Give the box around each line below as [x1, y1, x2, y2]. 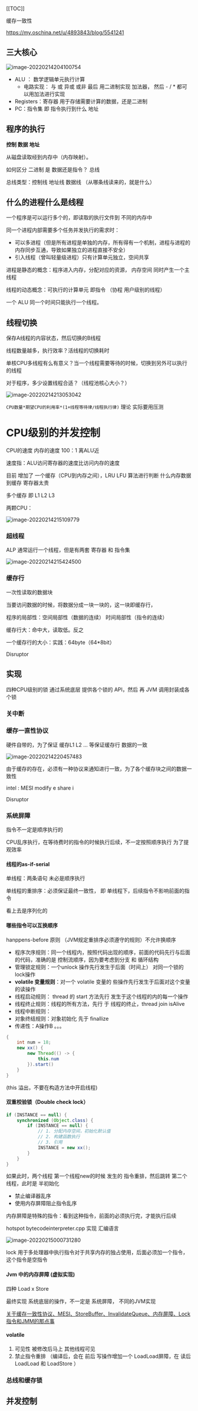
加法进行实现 [34, 90, 65, 97]
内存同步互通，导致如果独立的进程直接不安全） [14, 246, 128, 254]
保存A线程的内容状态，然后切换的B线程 [6, 334, 101, 341]
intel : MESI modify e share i [6, 784, 74, 791]
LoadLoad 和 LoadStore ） [14, 1360, 80, 1367]
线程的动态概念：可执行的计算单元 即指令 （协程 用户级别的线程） [6, 286, 166, 294]
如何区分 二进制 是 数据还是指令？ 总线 [6, 166, 100, 173]
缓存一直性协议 [6, 726, 49, 735]
